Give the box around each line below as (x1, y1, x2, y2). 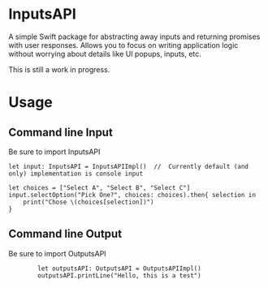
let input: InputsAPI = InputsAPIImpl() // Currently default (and (8, 162, 249, 170)
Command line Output (8, 227, 123, 241)
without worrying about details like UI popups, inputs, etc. (8, 49, 201, 58)
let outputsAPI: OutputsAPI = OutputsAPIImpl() (37, 264, 201, 273)
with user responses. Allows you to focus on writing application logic (8, 40, 239, 49)
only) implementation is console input (8, 170, 144, 178)
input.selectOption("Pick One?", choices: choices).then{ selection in (8, 191, 256, 199)
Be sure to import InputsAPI (8, 147, 101, 157)
